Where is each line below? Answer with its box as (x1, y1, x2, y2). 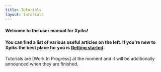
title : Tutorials (5, 7, 42, 13)
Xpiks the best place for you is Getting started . (5, 44, 105, 50)
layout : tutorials (5, 12, 44, 17)
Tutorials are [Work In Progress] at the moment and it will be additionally (5, 56, 155, 62)
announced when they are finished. (5, 61, 79, 67)
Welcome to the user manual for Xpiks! (5, 28, 89, 34)
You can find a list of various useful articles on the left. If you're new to (5, 39, 156, 45)
